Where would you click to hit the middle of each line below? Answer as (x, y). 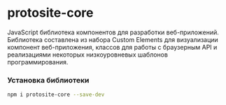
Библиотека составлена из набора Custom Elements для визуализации (113, 39)
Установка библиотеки (48, 80)
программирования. (38, 62)
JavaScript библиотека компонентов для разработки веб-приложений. (113, 32)
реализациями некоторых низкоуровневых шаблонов (87, 55)
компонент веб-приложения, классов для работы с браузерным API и (112, 47)
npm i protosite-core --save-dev (56, 95)
